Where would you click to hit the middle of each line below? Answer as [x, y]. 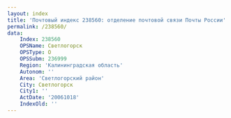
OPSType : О [36, 53]
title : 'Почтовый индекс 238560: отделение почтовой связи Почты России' [117, 20]
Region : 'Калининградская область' [72, 65]
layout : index [28, 14]
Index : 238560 [40, 40]
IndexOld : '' [39, 104]
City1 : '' [34, 91]
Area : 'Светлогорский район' [62, 78]
